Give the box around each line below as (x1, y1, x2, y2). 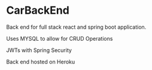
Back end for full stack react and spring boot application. (6, 23, 147, 31)
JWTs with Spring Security (6, 46, 72, 54)
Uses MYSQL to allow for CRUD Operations (6, 35, 113, 42)
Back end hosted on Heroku (6, 58, 75, 65)
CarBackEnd (6, 4, 70, 17)
